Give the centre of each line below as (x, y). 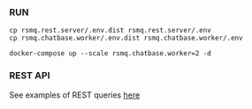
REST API (30, 76)
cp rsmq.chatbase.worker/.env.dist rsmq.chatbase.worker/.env (126, 38)
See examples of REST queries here (75, 95)
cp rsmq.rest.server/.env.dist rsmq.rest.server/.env (111, 31)
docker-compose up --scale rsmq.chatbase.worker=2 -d (111, 54)
